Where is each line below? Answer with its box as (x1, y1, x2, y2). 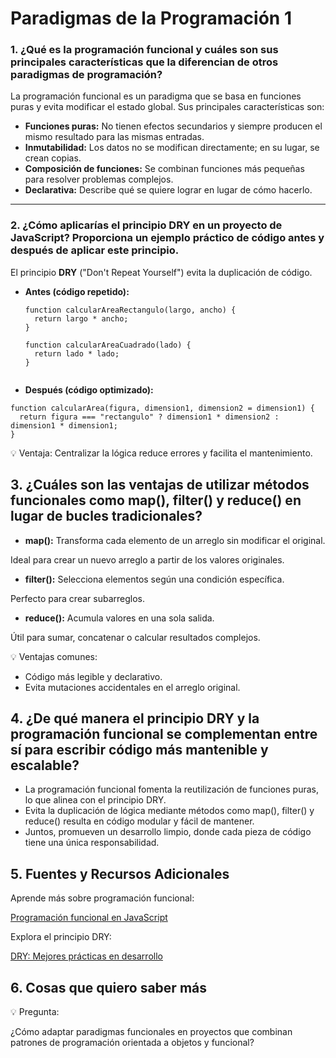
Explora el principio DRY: (10, 931, 112, 943)
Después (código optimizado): (24, 383, 154, 396)
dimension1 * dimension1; (10, 420, 118, 431)
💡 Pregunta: (10, 1006, 60, 1018)
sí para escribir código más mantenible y (10, 741, 269, 758)
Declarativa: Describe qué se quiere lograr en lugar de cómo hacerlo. (24, 184, 313, 196)
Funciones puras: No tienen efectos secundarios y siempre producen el (24, 120, 323, 132)
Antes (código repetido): (24, 285, 130, 297)
